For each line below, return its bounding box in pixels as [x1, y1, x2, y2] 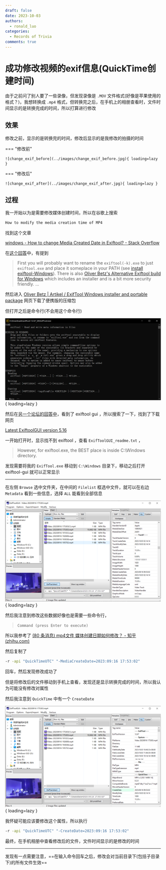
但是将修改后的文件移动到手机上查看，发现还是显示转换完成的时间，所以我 [5, 679, 157, 685]
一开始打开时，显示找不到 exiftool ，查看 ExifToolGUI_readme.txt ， [5, 437, 143, 443]
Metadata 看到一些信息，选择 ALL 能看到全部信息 [5, 490, 103, 496]
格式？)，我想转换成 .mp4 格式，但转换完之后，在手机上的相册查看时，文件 [5, 99, 157, 105]
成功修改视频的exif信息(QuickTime [5, 63, 148, 74]
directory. [17, 452, 37, 459]
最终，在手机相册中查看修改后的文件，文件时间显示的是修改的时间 [5, 838, 139, 844]
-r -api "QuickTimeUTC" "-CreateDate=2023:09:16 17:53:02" [5, 828, 129, 833]
